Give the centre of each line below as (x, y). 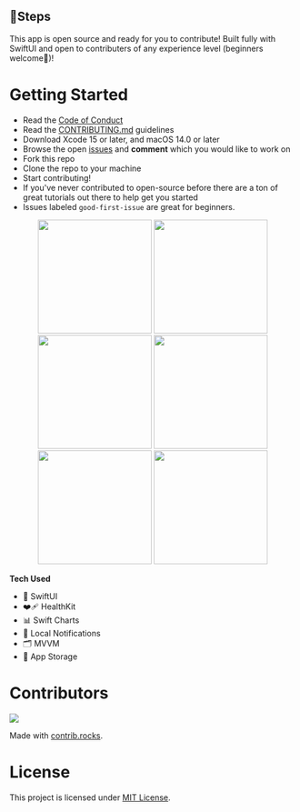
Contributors (59, 693)
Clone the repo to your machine (82, 168)
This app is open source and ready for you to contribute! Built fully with (143, 38)
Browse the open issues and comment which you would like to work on (156, 149)
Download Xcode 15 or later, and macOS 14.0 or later (121, 139)
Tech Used (30, 578)
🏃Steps (30, 17)
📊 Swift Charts (51, 620)
